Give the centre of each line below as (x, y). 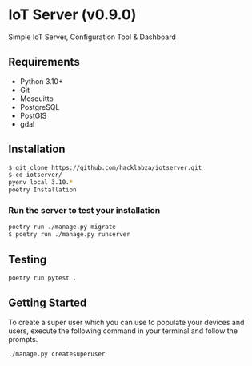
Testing (28, 259)
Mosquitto (36, 99)
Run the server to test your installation (84, 210)
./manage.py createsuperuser (57, 354)
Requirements (44, 62)
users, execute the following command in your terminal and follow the (123, 331)
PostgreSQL (40, 107)
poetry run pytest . (43, 278)
